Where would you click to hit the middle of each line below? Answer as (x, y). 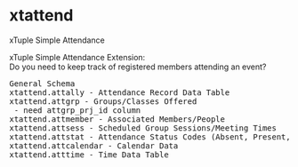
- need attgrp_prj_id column (77, 110)
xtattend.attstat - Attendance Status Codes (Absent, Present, (150, 137)
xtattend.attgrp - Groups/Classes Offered (103, 101)
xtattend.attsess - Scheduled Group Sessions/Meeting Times (143, 128)
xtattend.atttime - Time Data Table (89, 155)
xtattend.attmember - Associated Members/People (117, 119)
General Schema (42, 83)
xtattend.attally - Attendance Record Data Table (120, 92)
